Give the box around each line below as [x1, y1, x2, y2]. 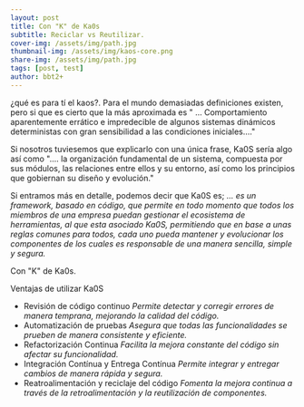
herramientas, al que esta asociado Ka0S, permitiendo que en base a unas [10, 218, 292, 229]
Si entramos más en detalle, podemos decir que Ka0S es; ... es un [10, 189, 257, 200]
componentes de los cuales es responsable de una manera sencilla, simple [10, 237, 293, 249]
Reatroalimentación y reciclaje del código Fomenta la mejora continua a [23, 377, 293, 388]
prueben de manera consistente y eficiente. [23, 329, 188, 340]
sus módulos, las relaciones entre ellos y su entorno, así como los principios [10, 162, 296, 173]
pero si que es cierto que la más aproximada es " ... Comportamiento [10, 106, 268, 118]
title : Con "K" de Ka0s [10, 22, 101, 31]
